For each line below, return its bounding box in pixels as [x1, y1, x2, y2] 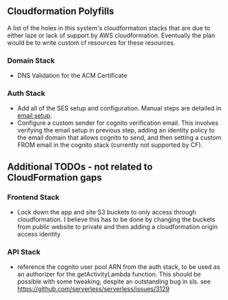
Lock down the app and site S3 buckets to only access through [17, 208, 196, 217]
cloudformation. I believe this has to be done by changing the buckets [17, 215, 216, 223]
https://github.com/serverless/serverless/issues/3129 [17, 285, 170, 293]
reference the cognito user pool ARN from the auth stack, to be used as [17, 263, 220, 271]
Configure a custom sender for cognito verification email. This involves [17, 119, 219, 127]
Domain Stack [7, 55, 55, 65]
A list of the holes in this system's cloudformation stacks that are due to [7, 23, 211, 32]
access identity [17, 230, 61, 239]
